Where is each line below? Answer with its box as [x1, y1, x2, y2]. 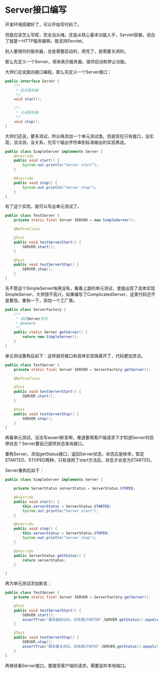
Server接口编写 [5, 4, 67, 16]
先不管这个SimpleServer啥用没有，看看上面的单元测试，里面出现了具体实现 [5, 285, 155, 291]
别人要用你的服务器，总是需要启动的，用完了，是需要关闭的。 [5, 48, 129, 54]
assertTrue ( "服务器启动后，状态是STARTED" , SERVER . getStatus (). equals [22, 617, 159, 622]
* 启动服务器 [16, 88, 39, 93]
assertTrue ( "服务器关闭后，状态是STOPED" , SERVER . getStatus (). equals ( [22, 644, 159, 649]
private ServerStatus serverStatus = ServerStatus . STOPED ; [14, 486, 136, 491]
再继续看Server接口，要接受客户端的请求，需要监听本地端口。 [5, 662, 129, 668]
